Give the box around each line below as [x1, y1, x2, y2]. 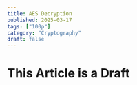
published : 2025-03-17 [7, 17, 72, 23]
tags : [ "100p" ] [7, 23, 51, 30]
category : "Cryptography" [7, 29, 81, 37]
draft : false [7, 36, 45, 43]
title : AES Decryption [7, 10, 72, 17]
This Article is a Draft [7, 66, 130, 82]
